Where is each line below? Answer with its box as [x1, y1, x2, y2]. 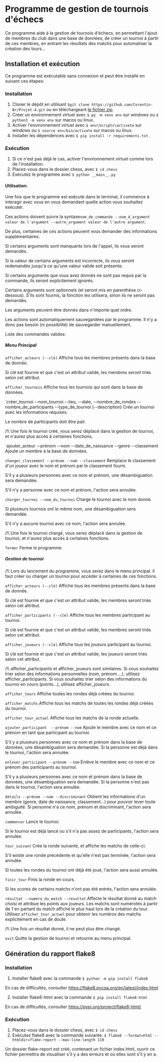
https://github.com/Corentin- [91, 102, 153, 107]
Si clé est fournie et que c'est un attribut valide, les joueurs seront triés [5, 651, 147, 657]
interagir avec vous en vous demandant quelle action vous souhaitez [5, 199, 143, 205]
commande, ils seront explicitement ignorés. [5, 278, 94, 283]
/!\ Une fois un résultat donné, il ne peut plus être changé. [5, 926, 121, 932]
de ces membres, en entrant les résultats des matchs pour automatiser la [5, 40, 152, 46]
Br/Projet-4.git [12, 108, 45, 113]
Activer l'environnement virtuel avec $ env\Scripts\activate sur [12, 122, 142, 128]
